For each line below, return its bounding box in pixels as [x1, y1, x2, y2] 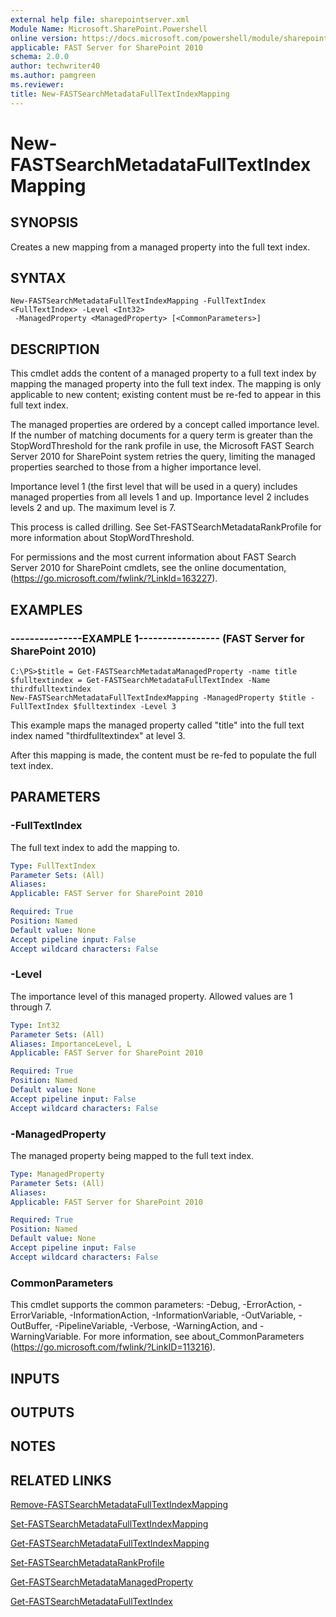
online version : [10, 33, 78, 43]
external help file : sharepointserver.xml [10, 14, 190, 25]
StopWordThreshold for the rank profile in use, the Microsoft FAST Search [10, 440, 315, 452]
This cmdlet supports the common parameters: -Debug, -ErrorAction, [10, 1299, 297, 1311]
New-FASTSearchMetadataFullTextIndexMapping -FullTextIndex [10, 296, 267, 306]
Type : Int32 [10, 1020, 60, 1030]
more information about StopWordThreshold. [10, 532, 195, 544]
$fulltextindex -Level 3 [73, 701, 177, 711]
